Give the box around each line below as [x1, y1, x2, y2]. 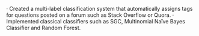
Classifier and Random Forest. [6, 24, 81, 31]
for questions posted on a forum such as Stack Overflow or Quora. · [6, 11, 174, 19]
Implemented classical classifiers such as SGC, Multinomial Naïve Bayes [6, 18, 185, 25]
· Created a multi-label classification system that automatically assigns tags [6, 5, 193, 12]
